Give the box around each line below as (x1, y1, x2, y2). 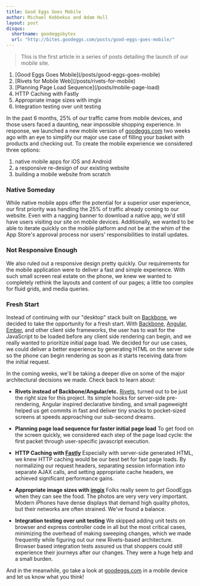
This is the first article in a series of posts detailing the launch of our (20, 53, 189, 60)
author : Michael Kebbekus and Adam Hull (6, 14, 109, 20)
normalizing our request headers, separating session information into (14, 462, 185, 469)
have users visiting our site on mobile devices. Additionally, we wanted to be (6, 218, 194, 225)
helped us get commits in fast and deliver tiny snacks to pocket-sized (14, 407, 186, 414)
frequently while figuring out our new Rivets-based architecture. (14, 536, 173, 543)
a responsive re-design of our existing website (14, 164, 130, 171)
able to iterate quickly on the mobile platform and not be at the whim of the (6, 225, 190, 232)
